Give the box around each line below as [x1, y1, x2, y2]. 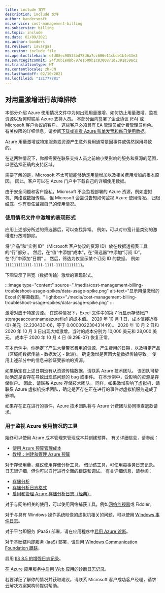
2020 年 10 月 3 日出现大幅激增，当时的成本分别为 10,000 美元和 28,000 [5, 328, 152, 334]
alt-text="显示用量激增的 [110, 288, 160, 294]
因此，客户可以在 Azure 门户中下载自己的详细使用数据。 [14, 178, 129, 184]
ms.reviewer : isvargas [5, 44, 52, 49]
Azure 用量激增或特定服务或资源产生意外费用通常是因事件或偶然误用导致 [5, 139, 152, 145]
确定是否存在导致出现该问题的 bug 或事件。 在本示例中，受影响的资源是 [9, 373, 155, 380]
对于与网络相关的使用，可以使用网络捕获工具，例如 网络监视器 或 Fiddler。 [5, 501, 154, 507]
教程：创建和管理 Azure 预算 [12, 451, 70, 457]
